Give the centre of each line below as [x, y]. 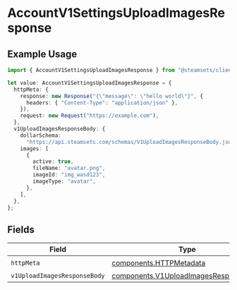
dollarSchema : [41, 135]
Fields [21, 230]
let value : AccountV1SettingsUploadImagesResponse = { [90, 83]
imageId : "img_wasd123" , [69, 175]
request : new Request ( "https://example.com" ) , [90, 116]
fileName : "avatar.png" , [69, 168]
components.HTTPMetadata [159, 262]
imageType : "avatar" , [65, 181]
